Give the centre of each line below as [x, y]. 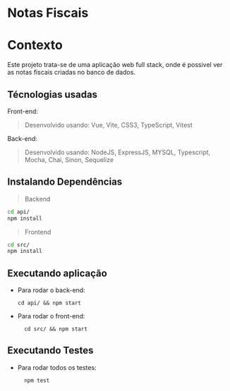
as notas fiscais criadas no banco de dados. [72, 73]
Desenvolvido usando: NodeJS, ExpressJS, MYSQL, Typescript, [117, 152]
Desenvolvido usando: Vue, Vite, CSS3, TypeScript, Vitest [108, 125]
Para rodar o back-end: [52, 290]
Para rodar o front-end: [51, 316]
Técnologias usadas [52, 94]
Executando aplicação [57, 273]
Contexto [35, 45]
